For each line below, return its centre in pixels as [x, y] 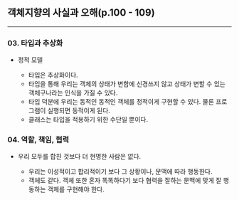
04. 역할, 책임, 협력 [38, 140]
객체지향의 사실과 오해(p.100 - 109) [81, 13]
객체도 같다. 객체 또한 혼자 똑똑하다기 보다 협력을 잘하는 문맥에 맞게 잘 [125, 181]
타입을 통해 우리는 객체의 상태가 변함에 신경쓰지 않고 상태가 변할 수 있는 [127, 84]
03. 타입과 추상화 [35, 43]
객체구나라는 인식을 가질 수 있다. [73, 93]
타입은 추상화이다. [53, 75]
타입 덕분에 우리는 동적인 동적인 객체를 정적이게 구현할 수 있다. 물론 [121, 102]
